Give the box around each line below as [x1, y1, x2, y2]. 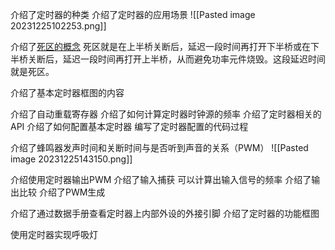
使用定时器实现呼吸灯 [10, 229, 98, 240]
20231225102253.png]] [10, 20, 107, 32]
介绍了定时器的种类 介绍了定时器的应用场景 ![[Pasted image [10, 9, 256, 20]
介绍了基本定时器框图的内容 [10, 87, 125, 98]
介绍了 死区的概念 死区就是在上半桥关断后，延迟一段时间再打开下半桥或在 [10, 41, 311, 52]
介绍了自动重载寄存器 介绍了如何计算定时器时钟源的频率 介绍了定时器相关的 [10, 108, 322, 120]
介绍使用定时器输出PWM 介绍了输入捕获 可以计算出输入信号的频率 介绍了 [10, 174, 312, 185]
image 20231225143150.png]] [10, 153, 133, 165]
